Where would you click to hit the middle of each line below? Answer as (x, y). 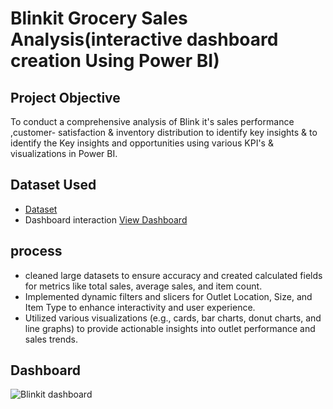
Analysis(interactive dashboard (144, 39)
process (36, 251)
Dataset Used (53, 185)
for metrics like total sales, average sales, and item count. (143, 286)
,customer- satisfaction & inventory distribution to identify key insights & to (164, 132)
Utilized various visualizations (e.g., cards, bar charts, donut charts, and (173, 318)
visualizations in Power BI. (64, 153)
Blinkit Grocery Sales (99, 18)
